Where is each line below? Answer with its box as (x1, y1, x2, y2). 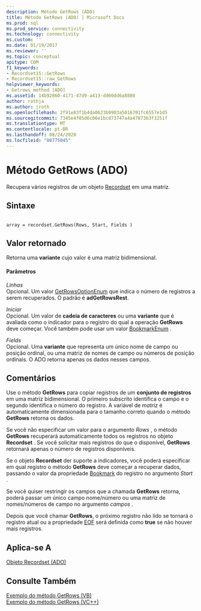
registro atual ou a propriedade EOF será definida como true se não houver (6, 518, 193, 526)
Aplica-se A (6, 542, 52, 553)
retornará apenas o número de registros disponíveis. (6, 446, 136, 453)
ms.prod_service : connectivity (6, 25, 85, 32)
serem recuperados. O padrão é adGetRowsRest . (6, 294, 129, 301)
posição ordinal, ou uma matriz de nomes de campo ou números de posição (6, 349, 195, 357)
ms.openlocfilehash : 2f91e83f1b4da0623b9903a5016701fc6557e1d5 (6, 109, 168, 115)
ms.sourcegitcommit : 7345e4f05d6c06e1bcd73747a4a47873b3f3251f (6, 115, 168, 121)
